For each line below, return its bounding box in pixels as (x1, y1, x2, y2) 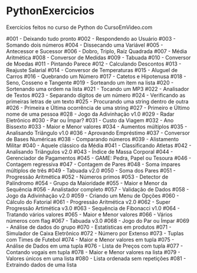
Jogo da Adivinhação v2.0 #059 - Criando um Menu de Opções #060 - (6, 192, 179, 199)
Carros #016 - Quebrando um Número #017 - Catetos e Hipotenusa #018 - (6, 73, 186, 80)
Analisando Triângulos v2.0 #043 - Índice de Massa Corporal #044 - (6, 148, 173, 155)
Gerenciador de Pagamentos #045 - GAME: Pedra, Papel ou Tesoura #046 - (6, 154, 192, 161)
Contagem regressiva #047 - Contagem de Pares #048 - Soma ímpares (6, 161, 181, 168)
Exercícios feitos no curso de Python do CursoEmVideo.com (6, 24, 153, 31)
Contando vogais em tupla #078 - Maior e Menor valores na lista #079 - (6, 248, 181, 255)
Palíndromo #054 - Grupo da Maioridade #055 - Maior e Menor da (6, 179, 168, 187)
